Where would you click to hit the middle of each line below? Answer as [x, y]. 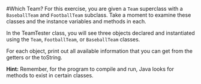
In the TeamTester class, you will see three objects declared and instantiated [100, 33]
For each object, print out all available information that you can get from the [100, 51]
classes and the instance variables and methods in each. [76, 21]
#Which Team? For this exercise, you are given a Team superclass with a [94, 9]
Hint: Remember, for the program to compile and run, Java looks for [90, 69]
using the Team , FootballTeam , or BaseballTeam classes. [73, 39]
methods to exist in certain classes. [50, 75]
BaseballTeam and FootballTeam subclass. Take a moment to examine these [99, 15]
